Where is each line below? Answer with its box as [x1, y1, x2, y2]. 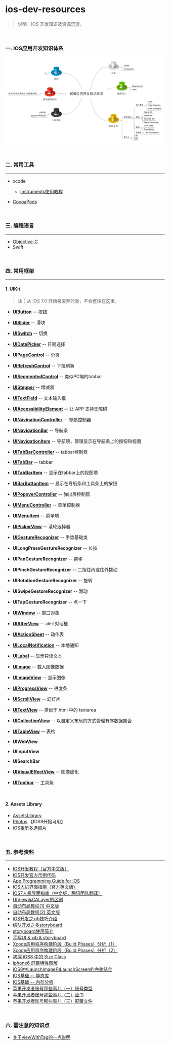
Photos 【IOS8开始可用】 [12, 818, 66, 824]
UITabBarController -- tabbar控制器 [12, 449, 88, 455]
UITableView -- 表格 [12, 728, 56, 734]
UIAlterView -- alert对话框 [12, 620, 68, 626]
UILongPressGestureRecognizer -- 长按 [12, 545, 98, 551]
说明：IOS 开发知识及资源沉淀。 [17, 21, 84, 27]
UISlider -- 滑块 [12, 319, 46, 325]
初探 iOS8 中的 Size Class [12, 954, 66, 960]
